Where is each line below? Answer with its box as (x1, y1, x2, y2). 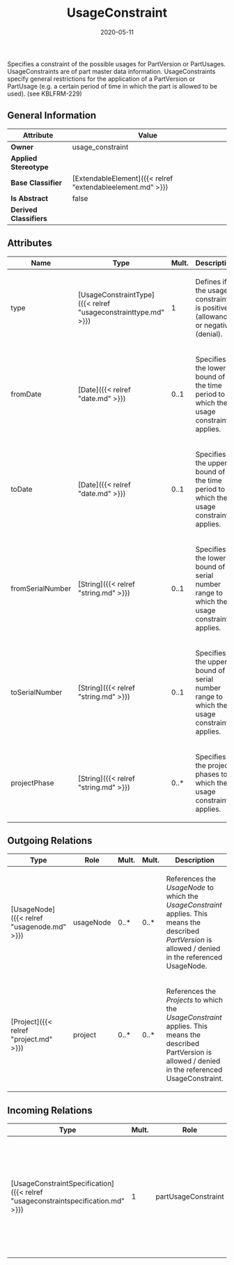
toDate (10, 484, 33, 494)
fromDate (10, 389, 42, 399)
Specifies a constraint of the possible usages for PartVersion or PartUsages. (7, 59, 226, 68)
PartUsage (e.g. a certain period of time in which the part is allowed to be (7, 82, 218, 90)
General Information (7, 109, 97, 121)
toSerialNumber (10, 687, 63, 697)
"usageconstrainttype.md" (77, 307, 165, 317)
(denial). (195, 329, 223, 339)
